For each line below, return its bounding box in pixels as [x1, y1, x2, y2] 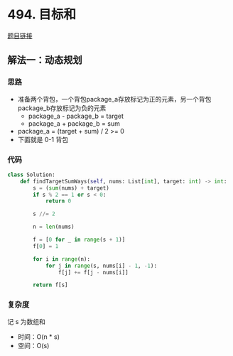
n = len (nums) [33, 223, 75, 231]
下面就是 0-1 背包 [17, 135, 69, 144]
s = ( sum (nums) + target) [33, 184, 110, 192]
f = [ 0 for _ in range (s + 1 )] [33, 236, 126, 244]
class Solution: [7, 171, 55, 178]
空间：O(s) [17, 341, 50, 350]
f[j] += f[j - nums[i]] [58, 269, 129, 276]
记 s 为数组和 [7, 317, 46, 325]
